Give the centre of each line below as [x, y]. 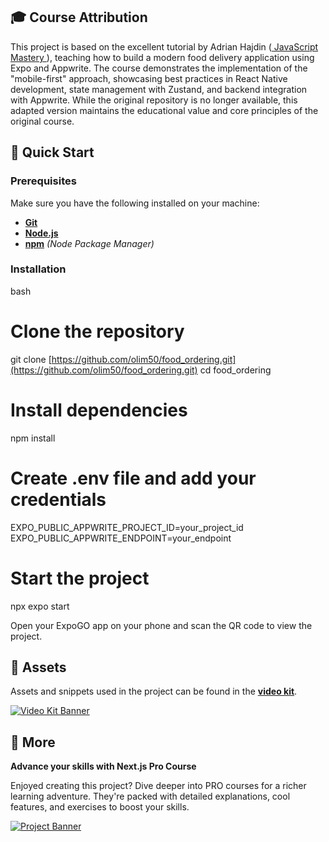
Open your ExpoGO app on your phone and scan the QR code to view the [161, 625]
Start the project [80, 578]
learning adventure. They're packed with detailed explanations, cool [150, 796]
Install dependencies [99, 410]
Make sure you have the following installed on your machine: [135, 203]
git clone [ [31, 359]
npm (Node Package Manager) [89, 243]
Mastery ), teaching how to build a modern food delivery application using [162, 57]
